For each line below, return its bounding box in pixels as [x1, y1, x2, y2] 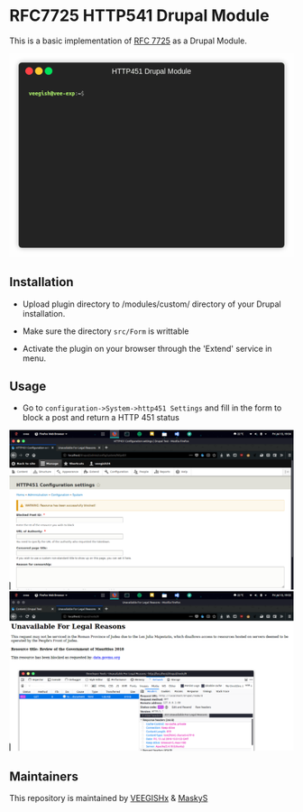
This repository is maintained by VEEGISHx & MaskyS [9, 793, 208, 804]
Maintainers [9, 769, 79, 784]
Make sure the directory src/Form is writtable [22, 326, 189, 337]
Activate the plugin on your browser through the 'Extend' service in [22, 343, 272, 354]
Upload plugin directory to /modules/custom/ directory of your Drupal [22, 299, 281, 309]
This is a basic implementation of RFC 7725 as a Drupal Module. [9, 35, 248, 46]
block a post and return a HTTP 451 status [22, 412, 180, 423]
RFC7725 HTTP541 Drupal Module [9, 5, 270, 26]
